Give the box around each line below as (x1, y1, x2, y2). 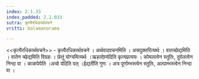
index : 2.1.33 (6, 8, 42, 15)
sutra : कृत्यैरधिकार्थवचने (6, 20, 52, 26)
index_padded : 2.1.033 (6, 14, 62, 20)
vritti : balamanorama (6, 25, 60, 31)
